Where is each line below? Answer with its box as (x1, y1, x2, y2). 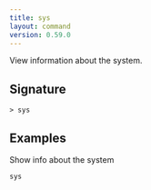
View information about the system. (9, 55, 143, 66)
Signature (9, 81, 66, 96)
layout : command (9, 22, 71, 31)
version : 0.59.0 (9, 30, 71, 39)
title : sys (9, 13, 51, 23)
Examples (9, 130, 66, 145)
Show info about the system (9, 155, 115, 165)
